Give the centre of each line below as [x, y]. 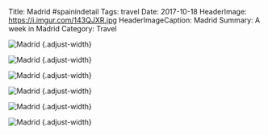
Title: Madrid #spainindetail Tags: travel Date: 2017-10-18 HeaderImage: [128, 12]
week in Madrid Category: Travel [63, 29]
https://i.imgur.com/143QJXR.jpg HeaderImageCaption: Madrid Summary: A [134, 20]
